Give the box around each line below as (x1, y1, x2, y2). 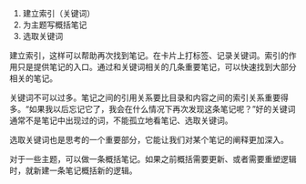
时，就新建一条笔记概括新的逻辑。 (9, 165, 138, 176)
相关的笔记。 (9, 73, 57, 84)
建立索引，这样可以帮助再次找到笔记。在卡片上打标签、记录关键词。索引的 (9, 50, 289, 61)
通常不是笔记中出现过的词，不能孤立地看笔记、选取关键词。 (9, 115, 233, 126)
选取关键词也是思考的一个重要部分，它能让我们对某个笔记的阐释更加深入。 (9, 135, 289, 145)
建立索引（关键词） (22, 8, 96, 18)
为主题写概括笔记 (22, 19, 87, 30)
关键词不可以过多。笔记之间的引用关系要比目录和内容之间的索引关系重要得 (9, 92, 289, 103)
